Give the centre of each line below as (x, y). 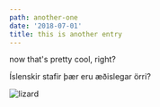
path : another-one (44, 17)
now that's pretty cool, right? (63, 60)
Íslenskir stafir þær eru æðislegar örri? (80, 77)
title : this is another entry (66, 34)
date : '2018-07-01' (46, 26)
